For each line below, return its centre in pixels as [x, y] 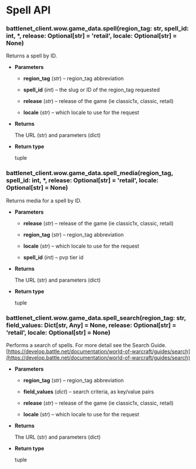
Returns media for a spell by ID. [44, 200]
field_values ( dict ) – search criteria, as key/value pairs [88, 392]
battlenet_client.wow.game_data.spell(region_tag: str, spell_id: [97, 29]
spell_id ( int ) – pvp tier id [53, 257]
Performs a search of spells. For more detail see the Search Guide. [86, 345]
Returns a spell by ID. [32, 56]
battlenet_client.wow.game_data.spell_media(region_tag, [90, 173]
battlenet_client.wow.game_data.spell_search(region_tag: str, [96, 318]
